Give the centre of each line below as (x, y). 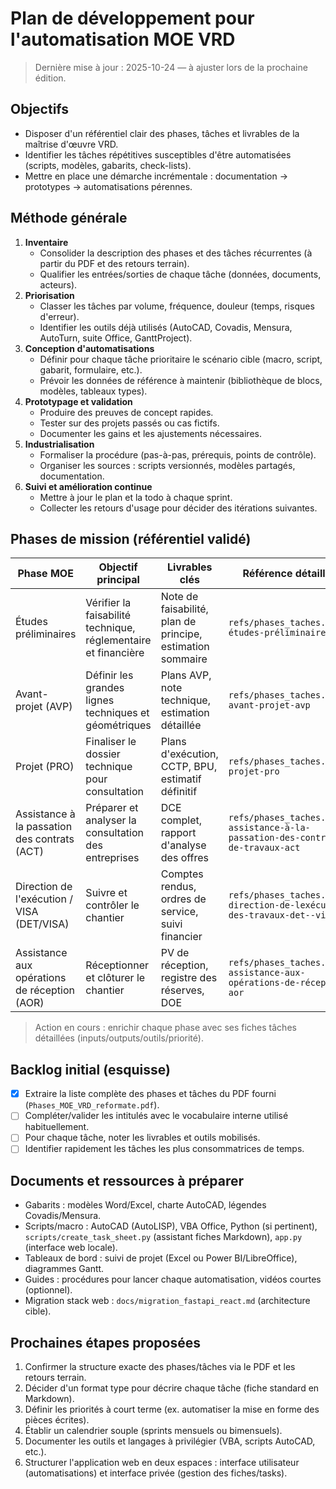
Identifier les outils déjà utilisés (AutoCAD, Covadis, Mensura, (166, 327)
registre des (189, 978)
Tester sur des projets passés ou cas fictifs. (129, 423)
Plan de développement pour (132, 18)
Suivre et (106, 893)
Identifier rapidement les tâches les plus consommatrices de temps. (164, 1149)
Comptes (182, 874)
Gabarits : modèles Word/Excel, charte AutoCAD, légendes (145, 1205)
